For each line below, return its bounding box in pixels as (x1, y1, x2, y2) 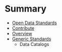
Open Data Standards (12, 20, 57, 26)
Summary (5, 3, 46, 15)
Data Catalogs (19, 41, 49, 47)
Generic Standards (12, 36, 51, 42)
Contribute (12, 25, 35, 31)
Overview (12, 30, 32, 36)
